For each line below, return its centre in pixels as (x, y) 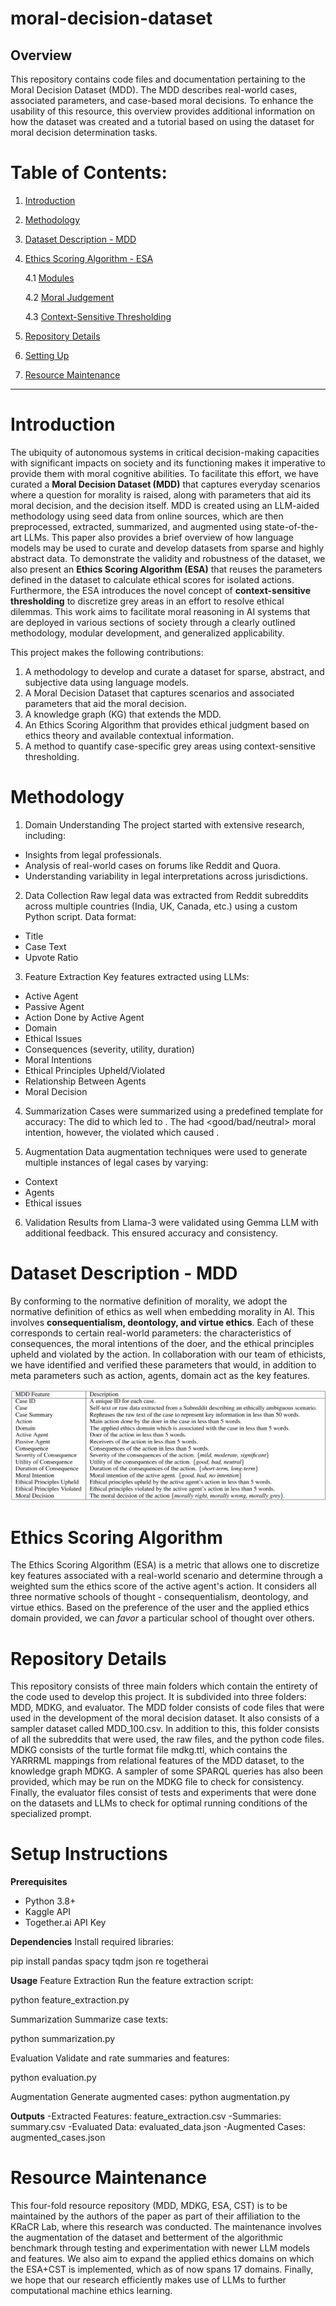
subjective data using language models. (107, 682)
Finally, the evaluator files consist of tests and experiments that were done (163, 1793)
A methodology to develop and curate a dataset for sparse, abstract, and (174, 671)
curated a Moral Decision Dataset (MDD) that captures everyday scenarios (165, 484)
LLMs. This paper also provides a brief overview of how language (158, 537)
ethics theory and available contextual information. (129, 735)
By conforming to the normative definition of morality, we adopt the (149, 1301)
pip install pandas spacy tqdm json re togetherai (109, 1961)
